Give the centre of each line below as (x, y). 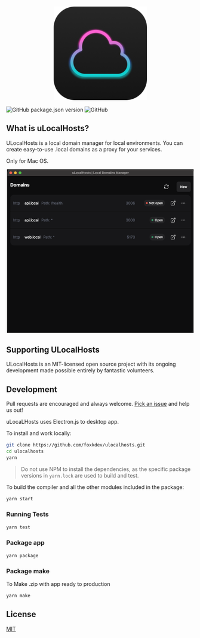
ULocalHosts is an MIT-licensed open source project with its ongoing (91, 364)
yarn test (19, 527)
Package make (28, 571)
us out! (15, 410)
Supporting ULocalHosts (53, 350)
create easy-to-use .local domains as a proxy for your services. (84, 149)
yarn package (22, 556)
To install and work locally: (39, 433)
